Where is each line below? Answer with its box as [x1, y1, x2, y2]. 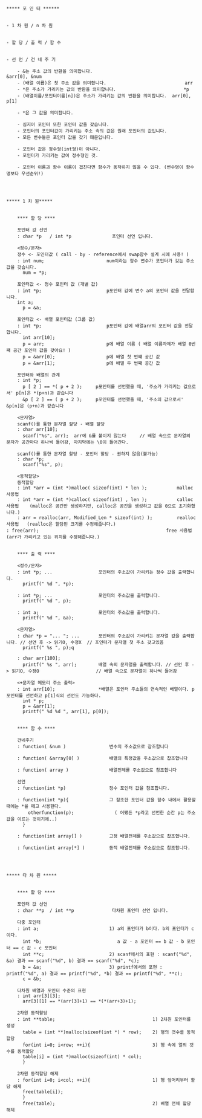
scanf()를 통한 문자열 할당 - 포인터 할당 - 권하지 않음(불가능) [17, 451, 158, 457]
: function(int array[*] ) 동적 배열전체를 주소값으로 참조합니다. [17, 845, 191, 851]
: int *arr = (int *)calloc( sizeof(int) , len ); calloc [17, 497, 194, 503]
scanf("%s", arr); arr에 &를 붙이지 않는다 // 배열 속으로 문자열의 [22, 433, 191, 439]
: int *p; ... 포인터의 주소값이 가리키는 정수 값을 [17, 569, 176, 575]
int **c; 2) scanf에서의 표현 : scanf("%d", [22, 951, 192, 957]
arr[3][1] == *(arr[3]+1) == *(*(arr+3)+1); [22, 998, 137, 1004]
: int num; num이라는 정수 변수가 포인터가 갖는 [17, 258, 184, 264]
